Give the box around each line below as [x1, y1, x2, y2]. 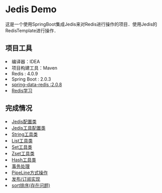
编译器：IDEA [12, 58, 40, 64]
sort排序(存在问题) [12, 182, 51, 188]
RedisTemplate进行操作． [5, 27, 59, 34]
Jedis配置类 [12, 118, 37, 125]
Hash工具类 [12, 157, 36, 163]
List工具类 [12, 137, 33, 143]
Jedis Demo [5, 4, 57, 15]
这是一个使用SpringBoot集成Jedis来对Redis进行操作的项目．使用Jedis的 [5, 21, 157, 27]
